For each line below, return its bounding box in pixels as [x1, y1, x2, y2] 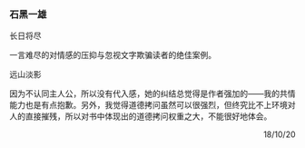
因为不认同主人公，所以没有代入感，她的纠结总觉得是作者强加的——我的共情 [9, 88, 296, 99]
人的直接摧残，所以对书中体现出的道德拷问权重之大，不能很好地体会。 [9, 111, 272, 122]
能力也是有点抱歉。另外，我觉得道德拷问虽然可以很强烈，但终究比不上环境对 [9, 100, 296, 111]
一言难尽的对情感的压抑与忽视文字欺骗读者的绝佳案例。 [9, 50, 216, 61]
